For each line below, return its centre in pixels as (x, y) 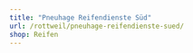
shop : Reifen (34, 34)
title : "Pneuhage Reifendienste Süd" (81, 18)
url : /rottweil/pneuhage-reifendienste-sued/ (96, 26)
